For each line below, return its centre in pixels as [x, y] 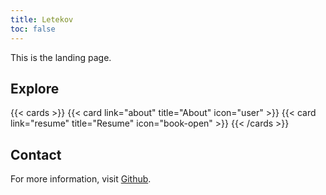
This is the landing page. [61, 57]
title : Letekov [42, 19]
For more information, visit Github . [81, 179]
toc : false [33, 29]
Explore [35, 88]
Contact [36, 154]
